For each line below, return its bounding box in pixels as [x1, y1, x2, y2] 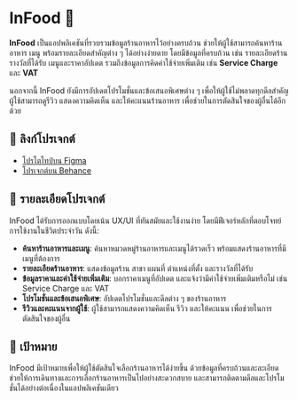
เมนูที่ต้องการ [21, 252, 60, 263]
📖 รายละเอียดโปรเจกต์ [9, 191, 106, 207]
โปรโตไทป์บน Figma [21, 155, 87, 165]
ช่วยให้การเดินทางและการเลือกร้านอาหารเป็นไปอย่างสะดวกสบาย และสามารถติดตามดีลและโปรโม [9, 372, 285, 383]
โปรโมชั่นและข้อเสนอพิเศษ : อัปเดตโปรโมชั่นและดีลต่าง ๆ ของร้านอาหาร [21, 292, 227, 303]
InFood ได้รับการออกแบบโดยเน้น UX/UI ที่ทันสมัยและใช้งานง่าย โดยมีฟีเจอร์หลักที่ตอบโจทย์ [9, 215, 282, 226]
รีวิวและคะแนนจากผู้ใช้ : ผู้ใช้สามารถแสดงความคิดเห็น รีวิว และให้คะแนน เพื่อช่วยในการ [21, 302, 272, 314]
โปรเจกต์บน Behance [21, 164, 91, 176]
